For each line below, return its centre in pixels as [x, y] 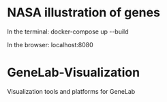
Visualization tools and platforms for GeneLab [71, 91]
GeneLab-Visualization [74, 73]
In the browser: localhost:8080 [50, 44]
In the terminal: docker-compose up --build [68, 31]
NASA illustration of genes [83, 13]
